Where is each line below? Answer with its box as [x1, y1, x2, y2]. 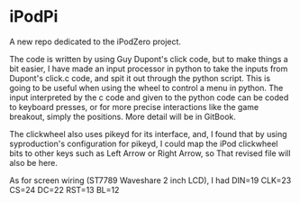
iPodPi [9, 6, 59, 27]
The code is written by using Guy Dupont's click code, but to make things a [9, 53, 288, 64]
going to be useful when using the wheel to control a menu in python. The [9, 82, 284, 93]
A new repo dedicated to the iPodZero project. [9, 36, 182, 47]
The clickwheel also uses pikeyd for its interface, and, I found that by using [9, 128, 287, 139]
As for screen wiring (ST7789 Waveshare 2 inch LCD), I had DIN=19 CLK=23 [9, 174, 292, 186]
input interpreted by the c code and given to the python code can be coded [9, 92, 289, 103]
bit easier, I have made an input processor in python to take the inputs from [9, 63, 288, 74]
